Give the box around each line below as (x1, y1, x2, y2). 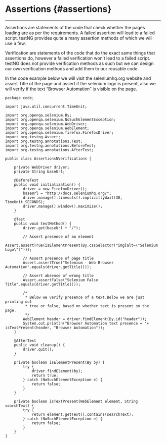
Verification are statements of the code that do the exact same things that (5, 50, 155, 55)
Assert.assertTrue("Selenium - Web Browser (23, 260, 114, 265)
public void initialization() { (14, 182, 81, 187)
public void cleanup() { (14, 342, 65, 347)
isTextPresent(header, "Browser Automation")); (5, 325, 105, 330)
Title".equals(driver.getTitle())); (5, 281, 81, 287)
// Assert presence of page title (23, 256, 94, 261)
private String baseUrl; (14, 169, 65, 174)
